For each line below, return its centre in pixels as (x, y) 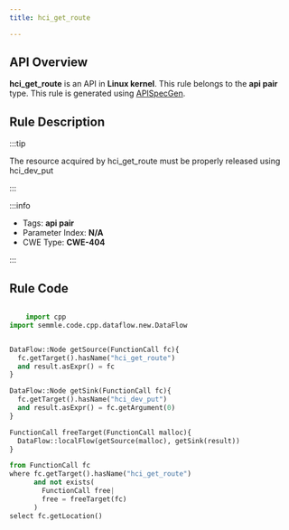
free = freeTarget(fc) (84, 499)
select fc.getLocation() (56, 516)
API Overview (49, 63)
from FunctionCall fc (50, 466)
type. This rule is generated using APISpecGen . (98, 93)
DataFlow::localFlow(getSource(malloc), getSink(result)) (129, 441)
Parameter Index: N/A (63, 233)
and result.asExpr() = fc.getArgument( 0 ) (97, 408)
